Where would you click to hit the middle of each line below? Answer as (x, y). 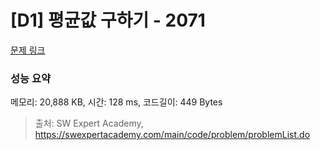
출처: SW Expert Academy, (89, 123)
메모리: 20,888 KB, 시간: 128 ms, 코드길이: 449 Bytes (116, 102)
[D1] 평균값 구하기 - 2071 (108, 20)
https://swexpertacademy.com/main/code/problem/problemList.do (172, 135)
